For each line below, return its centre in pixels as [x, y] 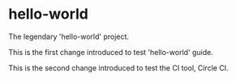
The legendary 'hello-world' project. [69, 36]
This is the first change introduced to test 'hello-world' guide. [111, 52]
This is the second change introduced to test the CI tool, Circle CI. [118, 68]
